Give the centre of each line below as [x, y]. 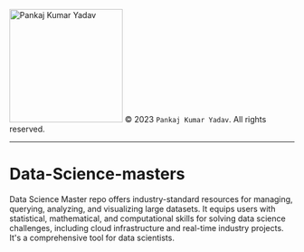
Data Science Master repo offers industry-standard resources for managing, [151, 199]
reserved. [27, 129]
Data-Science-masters [97, 174]
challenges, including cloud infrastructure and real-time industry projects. [147, 228]
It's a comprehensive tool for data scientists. [92, 237]
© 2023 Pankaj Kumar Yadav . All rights [195, 119]
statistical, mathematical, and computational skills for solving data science [148, 218]
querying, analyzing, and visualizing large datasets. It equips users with [142, 208]
